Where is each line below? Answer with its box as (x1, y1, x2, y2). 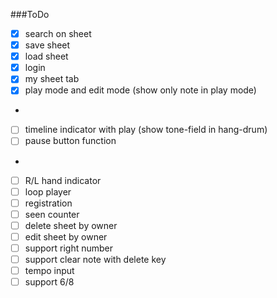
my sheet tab (24, 73, 80, 85)
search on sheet (24, 28, 92, 39)
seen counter (24, 208, 80, 220)
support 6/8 (24, 276, 75, 288)
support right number (24, 242, 113, 254)
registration (24, 197, 73, 209)
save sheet (24, 39, 71, 51)
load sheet (24, 50, 69, 63)
